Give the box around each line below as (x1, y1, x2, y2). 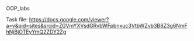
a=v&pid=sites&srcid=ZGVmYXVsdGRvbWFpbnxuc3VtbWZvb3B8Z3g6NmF (6, 23, 188, 29)
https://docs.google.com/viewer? (29, 16, 109, 23)
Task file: (6, 16, 28, 23)
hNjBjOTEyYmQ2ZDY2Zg (6, 28, 67, 35)
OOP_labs (6, 5, 30, 12)
